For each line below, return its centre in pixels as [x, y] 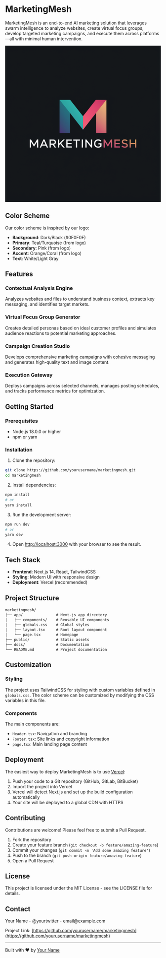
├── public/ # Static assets [47, 639]
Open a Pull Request [33, 861]
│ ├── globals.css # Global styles [47, 625]
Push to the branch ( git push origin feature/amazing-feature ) [77, 855]
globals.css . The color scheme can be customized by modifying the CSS [80, 695]
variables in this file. [25, 700]
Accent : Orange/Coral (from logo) [47, 253]
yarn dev [14, 535]
